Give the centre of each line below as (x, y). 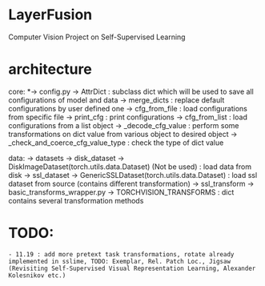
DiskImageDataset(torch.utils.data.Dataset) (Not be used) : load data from (130, 167)
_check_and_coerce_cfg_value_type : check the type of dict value (116, 143)
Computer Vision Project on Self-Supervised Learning (97, 37)
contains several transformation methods (76, 200)
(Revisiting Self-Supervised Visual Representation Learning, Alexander (132, 268)
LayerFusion (50, 15)
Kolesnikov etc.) (37, 275)
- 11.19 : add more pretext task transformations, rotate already (121, 254)
